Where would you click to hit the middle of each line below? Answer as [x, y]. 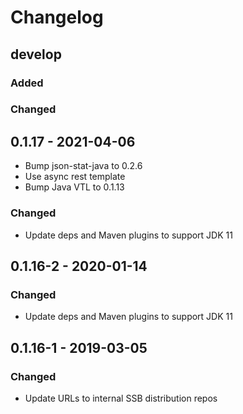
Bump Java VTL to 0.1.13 [74, 187]
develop [36, 54]
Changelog [57, 17]
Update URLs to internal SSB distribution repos [121, 398]
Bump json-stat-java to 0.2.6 [83, 166]
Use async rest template [75, 177]
